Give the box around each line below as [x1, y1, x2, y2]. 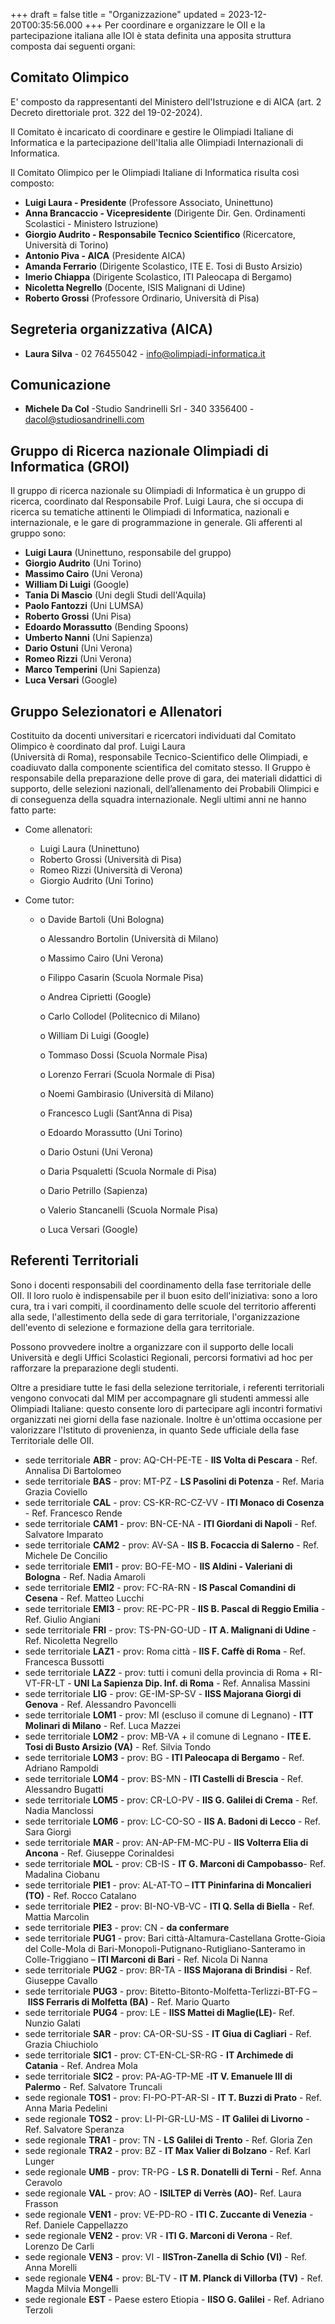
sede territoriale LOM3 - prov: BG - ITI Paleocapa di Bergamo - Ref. [24, 1751, 305, 1763]
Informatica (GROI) [10, 458, 130, 475]
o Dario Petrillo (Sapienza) [39, 1185, 148, 1197]
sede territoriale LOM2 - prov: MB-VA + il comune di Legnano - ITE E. [24, 1730, 312, 1742]
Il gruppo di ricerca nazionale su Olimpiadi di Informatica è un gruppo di [10, 485, 306, 497]
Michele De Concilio [24, 1549, 108, 1561]
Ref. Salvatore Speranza [24, 2123, 125, 2135]
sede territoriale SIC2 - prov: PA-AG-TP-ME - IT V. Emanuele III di [24, 2070, 293, 2082]
